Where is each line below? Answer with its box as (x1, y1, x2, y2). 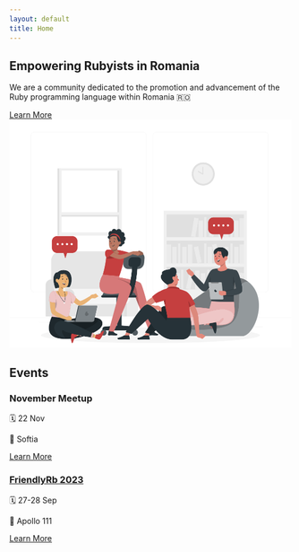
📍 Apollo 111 (9, 515, 52, 526)
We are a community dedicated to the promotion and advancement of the (9, 82, 280, 93)
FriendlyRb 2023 (9, 474, 84, 486)
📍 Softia (9, 434, 38, 444)
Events (9, 364, 49, 381)
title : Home (9, 23, 54, 33)
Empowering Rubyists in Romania (9, 58, 201, 74)
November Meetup (9, 391, 93, 404)
